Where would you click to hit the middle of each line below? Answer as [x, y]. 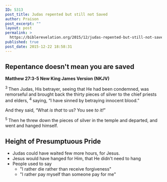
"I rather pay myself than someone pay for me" [68, 175]
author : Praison [22, 19]
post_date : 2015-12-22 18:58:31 [39, 47]
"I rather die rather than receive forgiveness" [66, 169]
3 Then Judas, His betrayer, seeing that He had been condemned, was [77, 89]
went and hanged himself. [32, 126]
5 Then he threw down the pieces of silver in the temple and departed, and [81, 120]
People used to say [32, 164]
